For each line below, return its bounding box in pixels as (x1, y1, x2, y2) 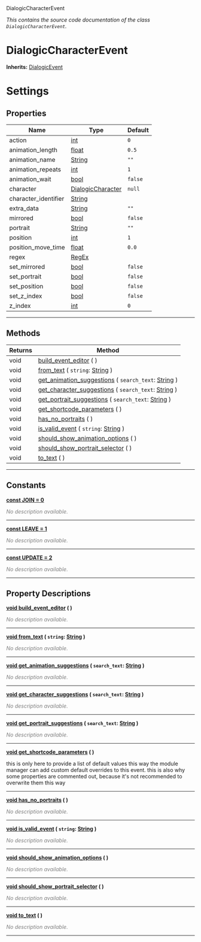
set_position (9, 282, 44, 290)
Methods (6, 328, 41, 339)
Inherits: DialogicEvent (6, 63, 63, 70)
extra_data (9, 204, 39, 212)
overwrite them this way (6, 779, 66, 786)
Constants (6, 481, 46, 491)
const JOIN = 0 (6, 496, 44, 503)
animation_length (9, 146, 58, 154)
